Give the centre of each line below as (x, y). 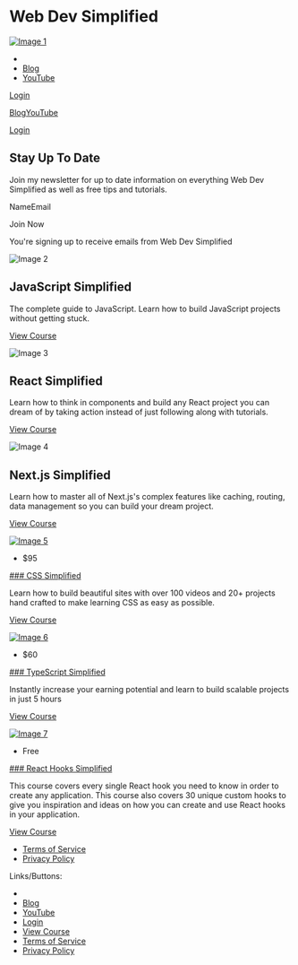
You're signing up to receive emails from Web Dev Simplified (121, 241)
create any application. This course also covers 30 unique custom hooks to (148, 795)
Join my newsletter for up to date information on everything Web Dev (137, 179)
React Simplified (56, 381)
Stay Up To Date (55, 158)
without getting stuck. (49, 318)
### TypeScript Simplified (57, 672)
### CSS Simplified (45, 576)
